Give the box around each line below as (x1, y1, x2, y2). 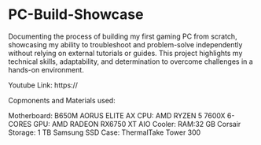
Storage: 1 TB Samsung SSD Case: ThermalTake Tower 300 (8, 128, 201, 137)
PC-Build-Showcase (8, 6, 144, 24)
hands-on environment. (8, 65, 84, 74)
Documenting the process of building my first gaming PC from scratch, (8, 32, 237, 41)
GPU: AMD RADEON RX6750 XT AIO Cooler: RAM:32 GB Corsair (33, 119, 241, 128)
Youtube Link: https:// (8, 80, 79, 90)
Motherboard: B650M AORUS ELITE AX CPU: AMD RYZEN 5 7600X (8, 110, 226, 120)
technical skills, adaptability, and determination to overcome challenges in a (8, 57, 253, 66)
